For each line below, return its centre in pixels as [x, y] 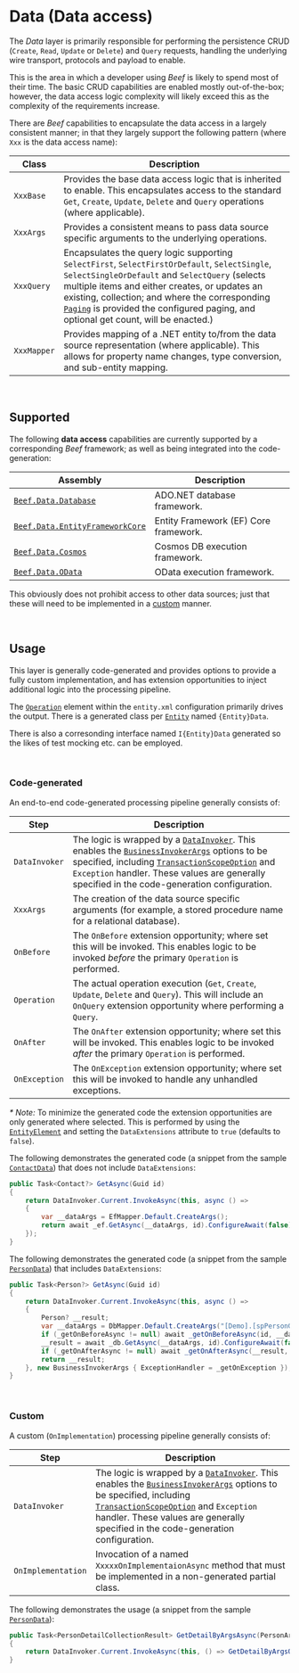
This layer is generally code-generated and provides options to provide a [143, 670]
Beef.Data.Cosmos [50, 552]
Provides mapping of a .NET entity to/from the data [170, 334]
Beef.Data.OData [48, 572]
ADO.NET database [195, 495]
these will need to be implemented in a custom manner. [110, 603]
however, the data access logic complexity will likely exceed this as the [139, 96]
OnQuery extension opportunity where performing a [178, 1005]
